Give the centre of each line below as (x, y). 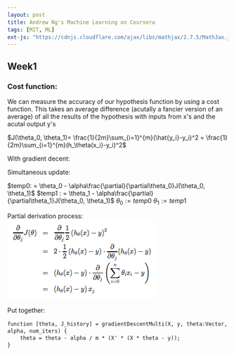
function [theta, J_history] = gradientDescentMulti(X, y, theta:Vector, (118, 324)
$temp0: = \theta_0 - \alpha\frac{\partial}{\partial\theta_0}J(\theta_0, (106, 185)
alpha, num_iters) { (38, 331)
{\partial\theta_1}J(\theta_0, (46, 201)
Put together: (26, 310)
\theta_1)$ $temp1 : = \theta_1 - (51, 193)
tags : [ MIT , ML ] (31, 29)
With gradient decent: (39, 159)
